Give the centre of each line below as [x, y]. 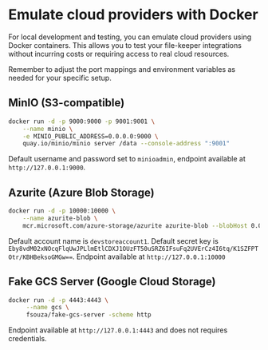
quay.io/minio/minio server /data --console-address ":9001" [126, 144]
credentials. [28, 339]
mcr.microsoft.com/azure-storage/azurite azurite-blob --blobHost [135, 225]
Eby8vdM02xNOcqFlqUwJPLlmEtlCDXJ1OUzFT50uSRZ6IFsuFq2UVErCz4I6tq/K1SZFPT [134, 249]
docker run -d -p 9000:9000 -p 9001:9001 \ [82, 121]
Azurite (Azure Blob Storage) [81, 192]
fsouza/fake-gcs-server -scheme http [89, 315]
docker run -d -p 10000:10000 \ [62, 211]
